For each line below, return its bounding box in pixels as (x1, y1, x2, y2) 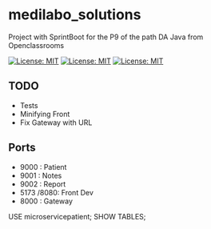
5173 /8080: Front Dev (19, 187, 94, 197)
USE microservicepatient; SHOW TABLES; (8, 211, 146, 221)
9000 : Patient (19, 162, 67, 171)
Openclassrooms (8, 40, 65, 50)
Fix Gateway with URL (19, 118, 93, 127)
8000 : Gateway (19, 196, 74, 206)
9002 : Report (19, 179, 66, 189)
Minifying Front (19, 109, 70, 119)
